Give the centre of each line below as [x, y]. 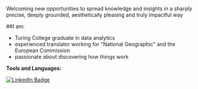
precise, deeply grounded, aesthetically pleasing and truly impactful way [95, 15]
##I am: [15, 26]
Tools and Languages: [34, 68]
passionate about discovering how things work [72, 57]
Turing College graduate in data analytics [65, 38]
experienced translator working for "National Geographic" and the [95, 44]
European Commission [42, 50]
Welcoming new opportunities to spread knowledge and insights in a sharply [99, 9]
